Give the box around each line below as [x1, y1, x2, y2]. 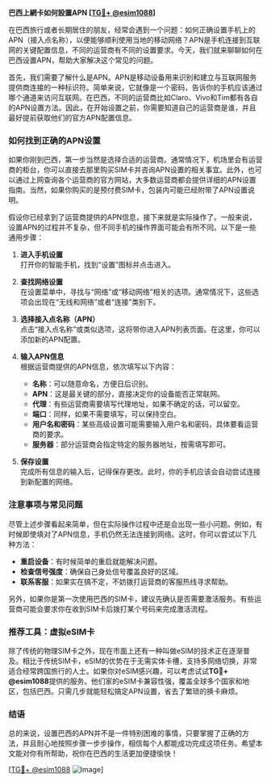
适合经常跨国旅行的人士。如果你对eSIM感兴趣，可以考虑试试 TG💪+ [8, 666, 228, 675]
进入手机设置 [19, 250, 63, 259]
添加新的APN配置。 [19, 334, 85, 344]
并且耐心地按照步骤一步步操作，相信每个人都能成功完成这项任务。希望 [22, 738, 256, 748]
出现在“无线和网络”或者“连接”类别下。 [34, 297, 161, 307]
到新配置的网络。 [19, 477, 77, 487]
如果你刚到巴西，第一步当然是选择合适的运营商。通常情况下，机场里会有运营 [8, 155, 263, 165]
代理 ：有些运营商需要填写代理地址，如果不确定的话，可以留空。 [31, 399, 244, 409]
